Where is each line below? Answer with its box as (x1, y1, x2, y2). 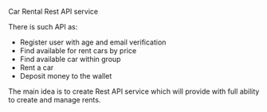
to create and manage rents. (8, 95, 101, 104)
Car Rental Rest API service (8, 7, 99, 16)
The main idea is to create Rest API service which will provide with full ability (8, 87, 260, 96)
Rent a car (19, 63, 54, 72)
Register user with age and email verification (19, 37, 167, 47)
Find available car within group (19, 55, 121, 64)
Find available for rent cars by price (19, 46, 137, 55)
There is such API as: (8, 22, 78, 31)
